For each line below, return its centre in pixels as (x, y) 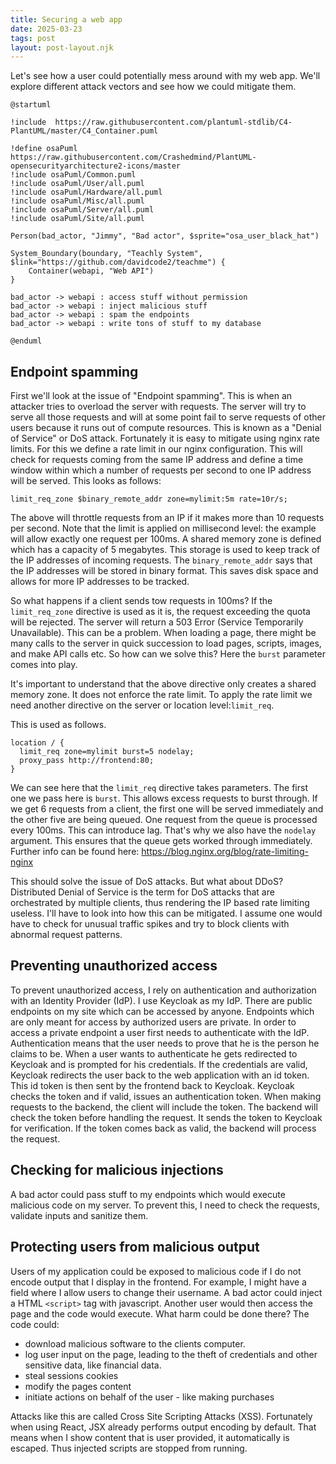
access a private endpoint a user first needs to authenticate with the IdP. (160, 1032)
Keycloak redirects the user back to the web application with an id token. (160, 1075)
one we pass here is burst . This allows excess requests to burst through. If (164, 798)
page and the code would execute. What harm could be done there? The (160, 1313)
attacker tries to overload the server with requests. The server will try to (158, 407)
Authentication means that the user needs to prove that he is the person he (165, 1043)
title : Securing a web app (66, 19)
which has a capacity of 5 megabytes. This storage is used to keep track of (165, 550)
